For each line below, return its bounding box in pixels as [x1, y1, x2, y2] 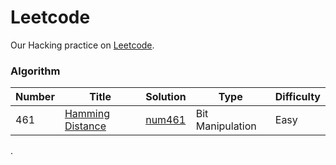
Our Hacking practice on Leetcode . [10, 39, 155, 51]
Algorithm [10, 64, 61, 78]
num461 [145, 113, 187, 127]
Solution [145, 90, 187, 104]
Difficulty [274, 90, 321, 104]
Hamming [64, 107, 110, 121]
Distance [64, 119, 107, 133]
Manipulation [195, 119, 257, 133]
